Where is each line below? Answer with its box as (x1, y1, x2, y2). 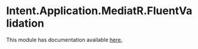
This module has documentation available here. (6, 36, 123, 43)
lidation (6, 17, 45, 30)
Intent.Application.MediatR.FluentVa (6, 4, 193, 18)
